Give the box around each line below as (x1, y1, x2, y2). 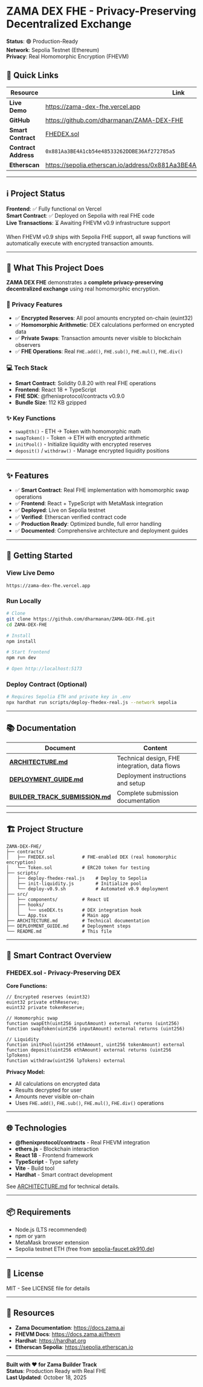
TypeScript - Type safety (14, 1158, 79, 1166)
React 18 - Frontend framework (14, 1152, 94, 1159)
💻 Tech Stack (6, 363, 48, 372)
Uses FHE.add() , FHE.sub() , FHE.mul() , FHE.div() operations (14, 1100, 164, 1107)
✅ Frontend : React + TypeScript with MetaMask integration (14, 500, 163, 507)
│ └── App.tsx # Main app (6, 912, 110, 918)
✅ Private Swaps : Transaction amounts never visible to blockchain (14, 334, 181, 341)
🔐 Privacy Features (6, 300, 63, 309)
